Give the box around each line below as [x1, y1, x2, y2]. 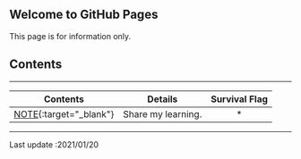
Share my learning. [123, 107, 202, 120]
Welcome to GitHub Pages [9, 7, 159, 22]
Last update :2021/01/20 [9, 138, 99, 150]
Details [147, 93, 178, 105]
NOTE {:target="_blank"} [13, 107, 115, 120]
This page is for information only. [9, 30, 132, 41]
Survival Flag [210, 93, 269, 105]
